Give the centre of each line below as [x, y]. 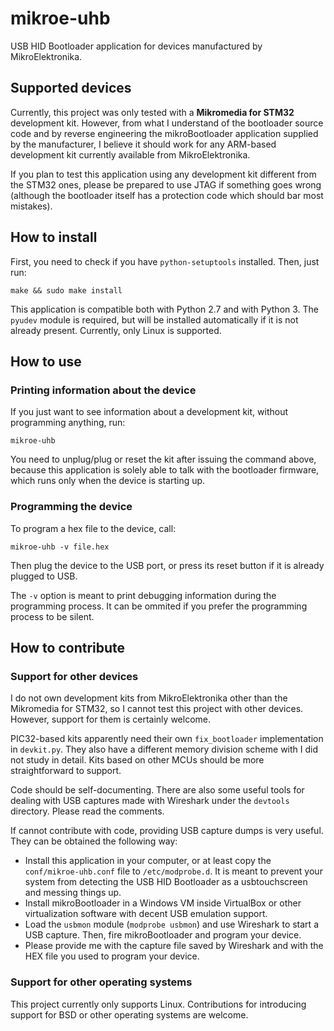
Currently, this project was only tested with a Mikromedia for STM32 [152, 112]
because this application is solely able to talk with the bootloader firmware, [165, 470]
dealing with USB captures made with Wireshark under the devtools [150, 801]
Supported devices [71, 88]
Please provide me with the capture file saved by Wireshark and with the [174, 946]
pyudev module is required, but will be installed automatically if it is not [154, 319]
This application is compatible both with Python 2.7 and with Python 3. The [165, 309]
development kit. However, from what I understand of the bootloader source [167, 123]
